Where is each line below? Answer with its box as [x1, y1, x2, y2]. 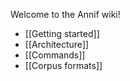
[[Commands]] [24, 49, 86, 61]
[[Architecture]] [24, 39, 90, 50]
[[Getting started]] [24, 28, 100, 39]
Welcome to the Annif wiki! [10, 9, 121, 20]
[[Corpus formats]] [24, 60, 103, 71]
